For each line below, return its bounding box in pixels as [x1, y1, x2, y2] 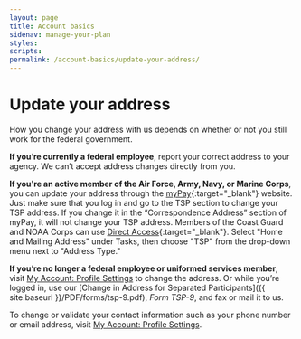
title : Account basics [9, 22, 95, 31]
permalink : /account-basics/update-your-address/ [9, 55, 201, 64]
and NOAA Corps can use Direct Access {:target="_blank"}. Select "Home [9, 226, 283, 237]
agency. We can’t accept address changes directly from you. [9, 160, 237, 172]
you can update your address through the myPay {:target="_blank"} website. [9, 187, 293, 199]
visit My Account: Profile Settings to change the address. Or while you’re [9, 272, 280, 283]
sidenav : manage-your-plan [9, 30, 111, 39]
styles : [9, 38, 39, 48]
